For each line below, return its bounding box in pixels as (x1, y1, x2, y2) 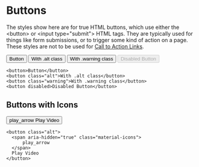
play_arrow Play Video (9, 117, 60, 124)
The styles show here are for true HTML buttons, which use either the (6, 24, 180, 31)
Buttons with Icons (6, 100, 78, 110)
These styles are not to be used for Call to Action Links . (6, 43, 144, 50)
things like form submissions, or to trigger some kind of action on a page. (6, 36, 188, 43)
